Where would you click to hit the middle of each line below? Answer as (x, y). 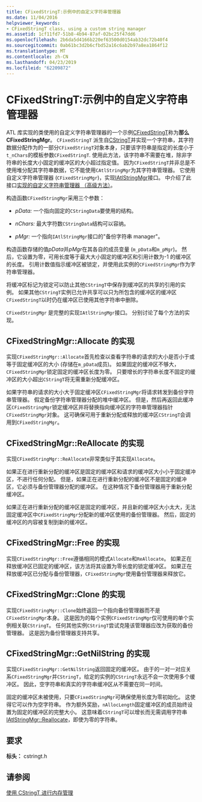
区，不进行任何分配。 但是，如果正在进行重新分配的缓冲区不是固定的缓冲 (96, 479)
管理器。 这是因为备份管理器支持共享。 (54, 633)
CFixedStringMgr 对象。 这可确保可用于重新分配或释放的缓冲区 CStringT (93, 415)
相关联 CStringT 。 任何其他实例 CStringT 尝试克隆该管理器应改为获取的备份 (102, 625)
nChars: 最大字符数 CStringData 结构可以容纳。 (72, 224)
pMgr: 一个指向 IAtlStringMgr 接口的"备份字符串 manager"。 (89, 236)
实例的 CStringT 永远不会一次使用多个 (145, 677)
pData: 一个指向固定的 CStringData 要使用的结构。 (76, 211)
